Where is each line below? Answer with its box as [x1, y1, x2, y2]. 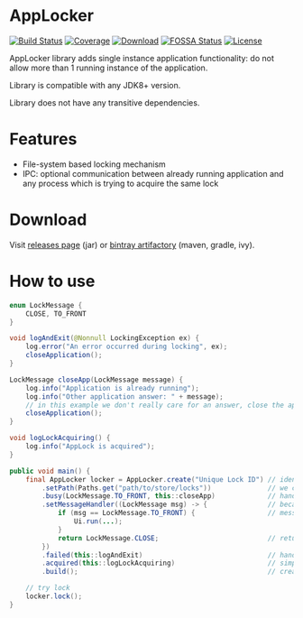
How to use [9, 272, 96, 291]
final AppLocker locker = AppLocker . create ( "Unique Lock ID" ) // [25, 475, 277, 484]
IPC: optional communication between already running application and [22, 168, 284, 179]
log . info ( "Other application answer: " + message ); [25, 392, 224, 401]
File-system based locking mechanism [22, 159, 167, 170]
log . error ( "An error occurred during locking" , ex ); [25, 342, 228, 352]
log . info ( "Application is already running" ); [25, 383, 200, 392]
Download [9, 209, 87, 230]
